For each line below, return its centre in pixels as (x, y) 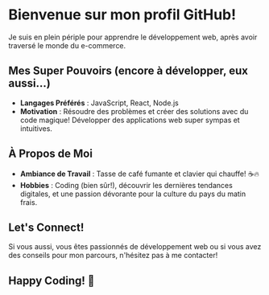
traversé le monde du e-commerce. (67, 45)
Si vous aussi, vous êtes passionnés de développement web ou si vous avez (135, 247)
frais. (29, 202)
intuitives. (36, 128)
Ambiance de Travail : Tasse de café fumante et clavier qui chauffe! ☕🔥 (140, 174)
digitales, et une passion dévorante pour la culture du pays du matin (133, 194)
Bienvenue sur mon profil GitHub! (122, 15)
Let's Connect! (46, 227)
